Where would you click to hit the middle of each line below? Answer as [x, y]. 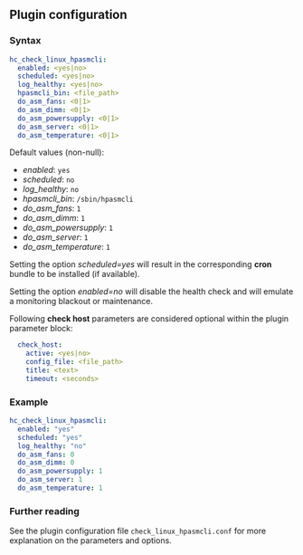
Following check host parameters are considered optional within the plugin [149, 319]
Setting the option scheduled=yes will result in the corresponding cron [141, 264]
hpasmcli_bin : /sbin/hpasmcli [78, 199]
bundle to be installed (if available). [75, 274]
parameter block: [42, 329]
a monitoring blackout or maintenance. [81, 301]
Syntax [25, 41]
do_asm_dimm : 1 [54, 218]
